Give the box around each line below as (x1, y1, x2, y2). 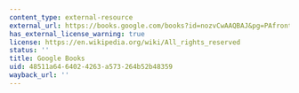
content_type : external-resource (9, 12, 133, 22)
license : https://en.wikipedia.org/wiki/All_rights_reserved (9, 37, 241, 47)
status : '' (9, 46, 50, 55)
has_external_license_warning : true (9, 29, 145, 38)
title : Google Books (9, 54, 86, 63)
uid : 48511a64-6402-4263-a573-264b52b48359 (9, 63, 174, 72)
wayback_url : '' (9, 71, 69, 80)
